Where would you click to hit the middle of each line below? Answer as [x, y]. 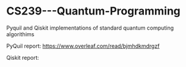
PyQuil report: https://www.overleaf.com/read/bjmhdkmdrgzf [83, 46]
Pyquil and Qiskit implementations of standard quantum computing [90, 28]
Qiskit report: [23, 57]
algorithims [20, 34]
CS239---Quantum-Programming [94, 11]
